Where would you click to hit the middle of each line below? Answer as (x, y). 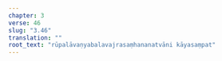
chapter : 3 (26, 15)
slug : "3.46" (30, 30)
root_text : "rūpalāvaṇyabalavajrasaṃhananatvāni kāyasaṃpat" (112, 45)
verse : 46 (25, 23)
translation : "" (35, 38)
